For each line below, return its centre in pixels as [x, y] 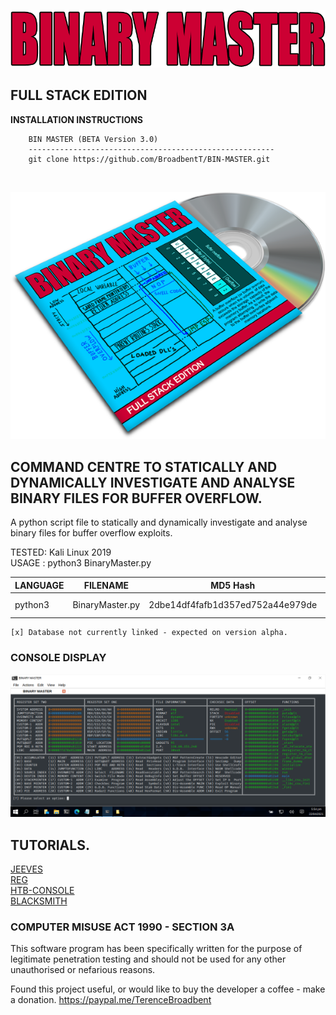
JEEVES [26, 869]
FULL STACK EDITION [79, 95]
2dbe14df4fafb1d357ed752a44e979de [233, 605]
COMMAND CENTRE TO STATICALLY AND [144, 466]
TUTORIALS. [50, 845]
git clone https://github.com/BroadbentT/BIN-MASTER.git [149, 159]
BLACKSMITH [39, 901]
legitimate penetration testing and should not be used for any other [148, 959]
